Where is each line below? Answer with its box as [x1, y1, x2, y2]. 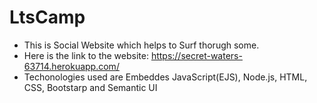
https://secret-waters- [150, 49, 243, 61]
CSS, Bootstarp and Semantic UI [23, 81, 158, 93]
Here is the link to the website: [23, 49, 149, 61]
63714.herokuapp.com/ [23, 60, 120, 72]
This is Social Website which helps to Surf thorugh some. [23, 39, 260, 51]
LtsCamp [9, 6, 86, 29]
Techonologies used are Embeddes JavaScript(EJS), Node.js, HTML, [23, 71, 308, 83]
